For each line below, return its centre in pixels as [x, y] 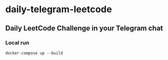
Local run [17, 43]
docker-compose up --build [34, 53]
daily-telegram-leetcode [59, 9]
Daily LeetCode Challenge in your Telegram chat [84, 28]
